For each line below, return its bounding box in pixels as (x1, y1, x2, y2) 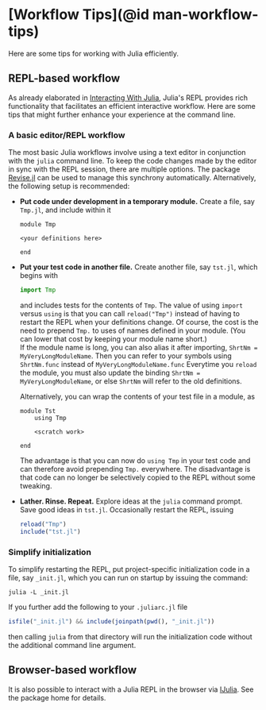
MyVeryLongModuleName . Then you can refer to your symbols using (19, 351, 232, 361)
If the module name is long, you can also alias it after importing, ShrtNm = (19, 342, 258, 352)
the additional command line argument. (8, 640, 137, 650)
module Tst (19, 407, 56, 415)
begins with (19, 271, 58, 280)
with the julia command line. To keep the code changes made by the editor (8, 156, 257, 166)
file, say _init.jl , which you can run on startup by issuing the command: (8, 573, 249, 582)
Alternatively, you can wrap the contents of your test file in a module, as (19, 392, 256, 401)
